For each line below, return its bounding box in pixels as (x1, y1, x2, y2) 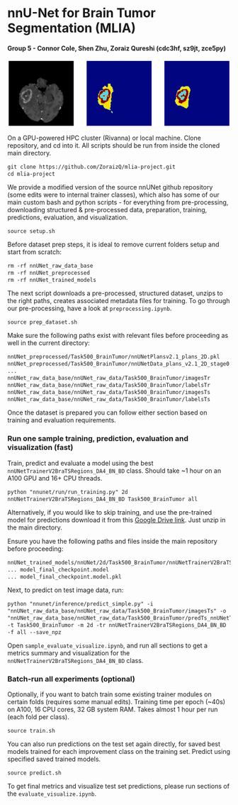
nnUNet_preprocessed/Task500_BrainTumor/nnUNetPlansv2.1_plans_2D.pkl (7, 354, 220, 361)
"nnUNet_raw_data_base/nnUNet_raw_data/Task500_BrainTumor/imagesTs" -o (7, 607, 227, 615)
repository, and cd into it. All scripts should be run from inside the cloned (7, 141, 220, 150)
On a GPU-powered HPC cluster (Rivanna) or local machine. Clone (7, 133, 202, 143)
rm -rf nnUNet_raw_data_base (7, 263, 93, 270)
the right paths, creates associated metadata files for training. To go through (7, 297, 230, 305)
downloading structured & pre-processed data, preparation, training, (7, 206, 208, 214)
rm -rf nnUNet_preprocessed (7, 270, 91, 277)
